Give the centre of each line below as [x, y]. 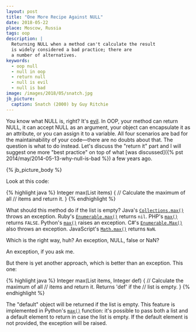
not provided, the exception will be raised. [56, 323]
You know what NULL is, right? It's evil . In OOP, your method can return [92, 121]
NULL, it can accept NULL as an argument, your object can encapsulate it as [98, 127]
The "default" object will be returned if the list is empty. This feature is [91, 304]
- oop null [25, 66]
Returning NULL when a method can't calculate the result [84, 45]
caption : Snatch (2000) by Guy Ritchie [60, 104]
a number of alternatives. [44, 55]
